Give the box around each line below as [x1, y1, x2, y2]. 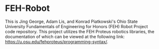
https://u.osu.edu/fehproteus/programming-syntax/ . [5, 39, 109, 44]
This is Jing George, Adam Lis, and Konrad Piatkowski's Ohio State [5, 19, 138, 24]
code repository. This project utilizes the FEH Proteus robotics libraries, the [5, 29, 155, 34]
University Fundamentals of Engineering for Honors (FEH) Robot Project [5, 23, 148, 29]
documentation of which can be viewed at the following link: [5, 34, 125, 39]
